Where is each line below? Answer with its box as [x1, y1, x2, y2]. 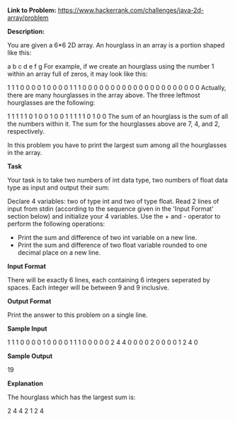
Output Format [7, 297, 52, 305]
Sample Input [7, 325, 47, 333]
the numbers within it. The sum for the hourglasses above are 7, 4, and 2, [7, 120, 221, 128]
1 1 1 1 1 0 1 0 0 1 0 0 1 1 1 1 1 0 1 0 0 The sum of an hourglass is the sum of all [7, 113, 229, 120]
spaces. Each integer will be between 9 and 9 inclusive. [7, 283, 170, 292]
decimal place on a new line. [17, 248, 101, 257]
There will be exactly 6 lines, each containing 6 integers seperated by [7, 276, 210, 284]
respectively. [7, 127, 45, 135]
